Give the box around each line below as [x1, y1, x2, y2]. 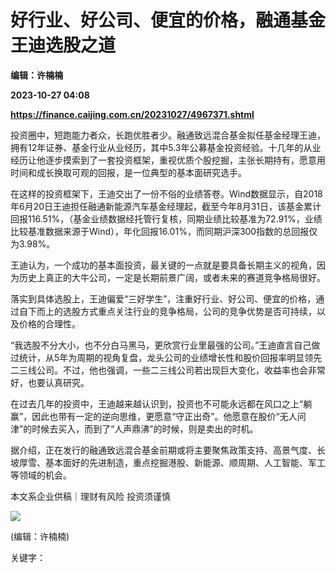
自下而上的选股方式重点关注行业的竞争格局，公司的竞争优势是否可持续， [18, 305, 317, 317]
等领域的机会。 [10, 469, 72, 481]
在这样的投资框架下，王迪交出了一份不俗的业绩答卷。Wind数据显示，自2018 [10, 187, 323, 200]
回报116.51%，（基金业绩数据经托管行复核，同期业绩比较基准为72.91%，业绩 [10, 212, 323, 225]
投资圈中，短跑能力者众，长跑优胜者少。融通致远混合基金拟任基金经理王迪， [10, 129, 326, 141]
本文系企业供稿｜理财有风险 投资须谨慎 [10, 490, 171, 502]
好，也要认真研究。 [10, 376, 90, 388]
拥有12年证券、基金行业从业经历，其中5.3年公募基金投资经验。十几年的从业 [10, 141, 322, 153]
